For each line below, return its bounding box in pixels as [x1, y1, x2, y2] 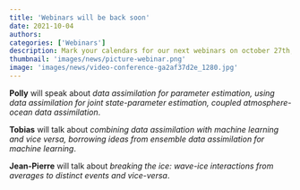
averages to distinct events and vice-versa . [9, 169, 170, 180]
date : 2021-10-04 [9, 22, 74, 30]
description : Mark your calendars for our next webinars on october [9, 47, 270, 56]
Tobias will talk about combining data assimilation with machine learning [9, 124, 279, 134]
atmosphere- [243, 97, 292, 108]
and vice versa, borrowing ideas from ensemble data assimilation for [9, 134, 265, 144]
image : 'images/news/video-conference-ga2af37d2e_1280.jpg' [9, 64, 239, 73]
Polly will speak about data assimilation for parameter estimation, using [9, 87, 275, 99]
